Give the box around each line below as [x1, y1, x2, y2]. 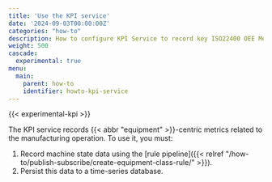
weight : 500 [8, 42, 49, 50]
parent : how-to [23, 79, 74, 87]
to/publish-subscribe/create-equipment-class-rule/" [19, 158, 195, 167]
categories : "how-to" [8, 27, 82, 35]
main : [15, 72, 35, 80]
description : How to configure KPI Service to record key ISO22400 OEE [8, 34, 255, 43]
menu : [8, 65, 27, 73]
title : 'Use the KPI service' [8, 11, 111, 20]
